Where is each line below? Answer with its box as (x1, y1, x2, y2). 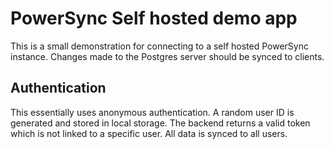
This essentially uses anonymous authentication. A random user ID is (10, 106, 295, 118)
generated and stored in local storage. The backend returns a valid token (10, 117, 311, 129)
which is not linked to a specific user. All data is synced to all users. (10, 127, 288, 139)
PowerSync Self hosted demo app (10, 7, 298, 30)
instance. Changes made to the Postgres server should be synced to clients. (10, 50, 325, 62)
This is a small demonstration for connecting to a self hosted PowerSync (10, 40, 309, 52)
